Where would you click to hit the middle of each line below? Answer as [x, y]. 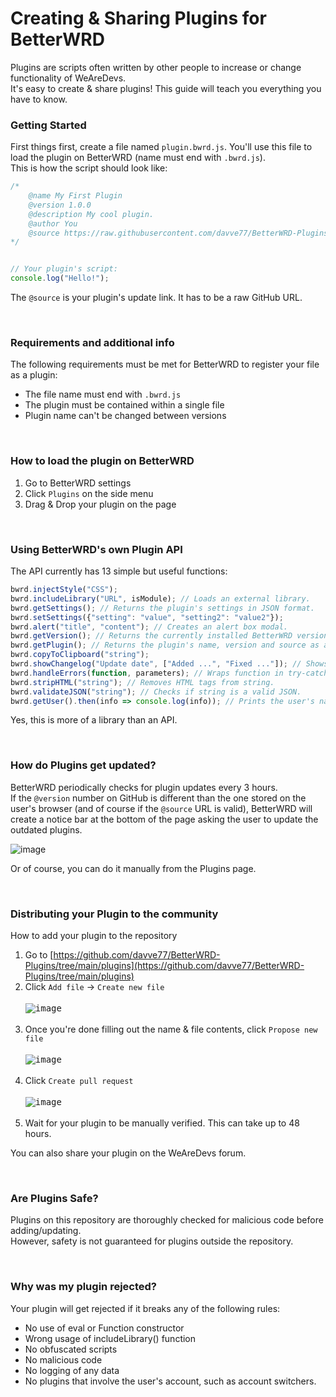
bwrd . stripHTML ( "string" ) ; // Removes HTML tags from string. [142, 682]
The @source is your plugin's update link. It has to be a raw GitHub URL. [156, 298]
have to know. [39, 99]
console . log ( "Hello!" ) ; [60, 278]
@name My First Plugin [75, 196]
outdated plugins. [46, 829]
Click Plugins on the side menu [89, 493]
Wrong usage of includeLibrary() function [110, 1338]
